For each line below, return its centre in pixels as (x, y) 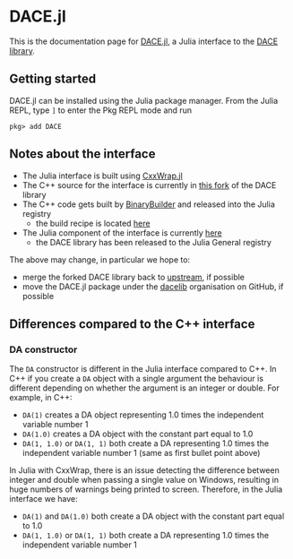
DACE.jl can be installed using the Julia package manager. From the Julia (144, 100)
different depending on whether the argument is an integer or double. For (145, 388)
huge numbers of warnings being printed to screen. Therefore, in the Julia (146, 489)
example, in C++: (41, 398)
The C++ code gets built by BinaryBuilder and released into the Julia (148, 204)
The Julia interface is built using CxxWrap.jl (103, 176)
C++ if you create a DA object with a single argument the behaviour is (137, 379)
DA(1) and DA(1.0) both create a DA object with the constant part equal (153, 516)
